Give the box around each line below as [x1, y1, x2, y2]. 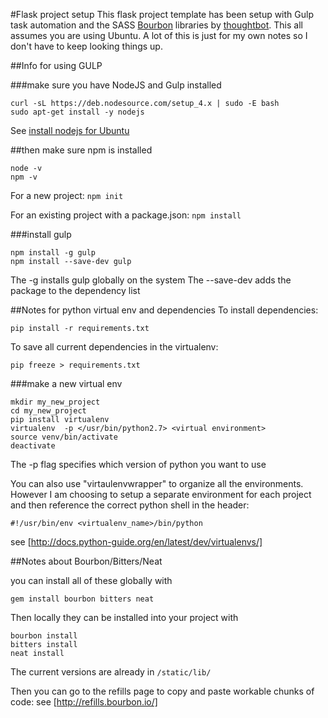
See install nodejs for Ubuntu [10, 125, 130, 136]
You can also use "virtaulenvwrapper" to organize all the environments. [10, 478, 304, 489]
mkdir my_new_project [10, 397, 101, 407]
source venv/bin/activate [10, 432, 118, 442]
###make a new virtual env [10, 378, 123, 389]
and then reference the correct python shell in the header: [10, 499, 250, 511]
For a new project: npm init [10, 190, 124, 201]
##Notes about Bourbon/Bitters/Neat [10, 555, 163, 567]
